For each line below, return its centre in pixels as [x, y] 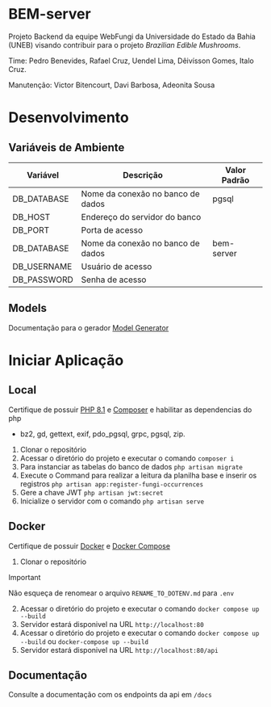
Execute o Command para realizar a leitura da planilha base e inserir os [138, 475]
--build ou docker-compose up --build [84, 641]
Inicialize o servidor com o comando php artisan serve [112, 501]
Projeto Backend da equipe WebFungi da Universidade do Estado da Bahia [132, 36]
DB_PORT [31, 229]
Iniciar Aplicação [66, 360]
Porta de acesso [112, 229]
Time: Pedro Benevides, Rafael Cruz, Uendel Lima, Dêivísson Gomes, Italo [131, 61]
